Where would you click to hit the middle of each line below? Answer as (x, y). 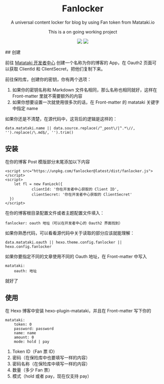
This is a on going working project (83, 32)
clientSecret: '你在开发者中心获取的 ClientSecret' (82, 194)
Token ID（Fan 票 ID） (35, 351)
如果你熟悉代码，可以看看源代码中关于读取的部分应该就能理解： (70, 233)
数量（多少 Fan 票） (32, 370)
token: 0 (23, 324)
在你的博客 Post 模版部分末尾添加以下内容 (48, 161)
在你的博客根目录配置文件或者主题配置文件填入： (55, 213)
